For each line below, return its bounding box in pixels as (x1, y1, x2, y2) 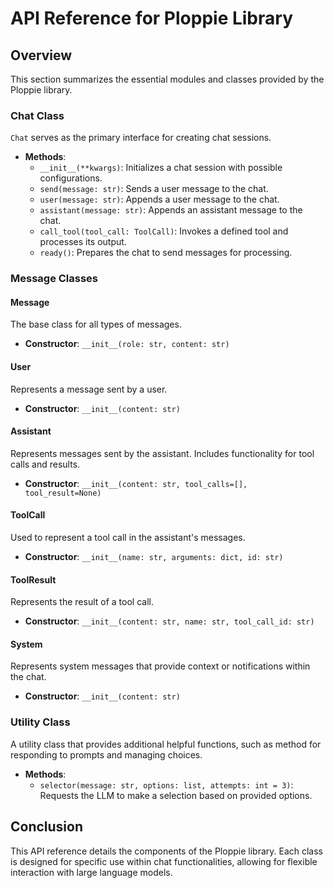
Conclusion (10, 818, 84, 836)
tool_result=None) (24, 488, 102, 498)
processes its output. (39, 236, 127, 248)
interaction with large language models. (10, 866, 173, 878)
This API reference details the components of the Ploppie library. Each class (10, 845, 323, 857)
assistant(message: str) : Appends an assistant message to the (39, 204, 303, 216)
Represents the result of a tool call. (10, 596, 154, 608)
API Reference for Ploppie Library (10, 7, 293, 30)
